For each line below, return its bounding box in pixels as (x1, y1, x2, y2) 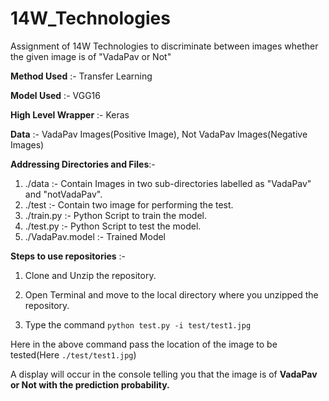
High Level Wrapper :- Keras (10, 108, 130, 121)
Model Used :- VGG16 (10, 89, 101, 101)
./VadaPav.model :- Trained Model (24, 230, 167, 242)
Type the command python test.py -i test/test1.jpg (24, 318, 252, 331)
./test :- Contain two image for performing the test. (24, 198, 234, 211)
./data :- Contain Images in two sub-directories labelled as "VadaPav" (24, 177, 312, 189)
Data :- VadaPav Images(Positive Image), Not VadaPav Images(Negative (10, 128, 308, 140)
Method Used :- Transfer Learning (10, 70, 153, 82)
